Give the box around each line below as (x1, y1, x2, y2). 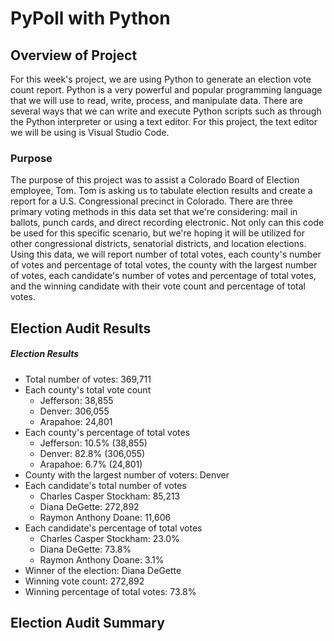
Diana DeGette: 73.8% (39, 543, 132, 555)
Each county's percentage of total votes (24, 426, 191, 438)
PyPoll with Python (10, 7, 171, 30)
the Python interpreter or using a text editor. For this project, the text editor (10, 116, 318, 127)
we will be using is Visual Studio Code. (10, 127, 170, 138)
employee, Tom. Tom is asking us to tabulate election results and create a (10, 185, 313, 197)
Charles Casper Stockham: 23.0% (39, 532, 180, 544)
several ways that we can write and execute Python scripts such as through (10, 105, 322, 117)
